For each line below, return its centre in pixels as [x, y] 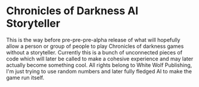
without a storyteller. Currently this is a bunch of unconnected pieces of [94, 52]
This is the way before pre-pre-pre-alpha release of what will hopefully [93, 40]
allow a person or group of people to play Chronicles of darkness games [95, 46]
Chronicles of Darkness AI [72, 11]
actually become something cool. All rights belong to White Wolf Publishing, [99, 65]
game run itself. [25, 78]
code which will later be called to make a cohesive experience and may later [100, 59]
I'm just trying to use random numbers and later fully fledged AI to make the [99, 71]
